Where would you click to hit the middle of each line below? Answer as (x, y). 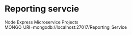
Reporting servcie (42, 9)
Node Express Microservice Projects (41, 22)
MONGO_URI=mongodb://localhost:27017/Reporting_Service (66, 27)
